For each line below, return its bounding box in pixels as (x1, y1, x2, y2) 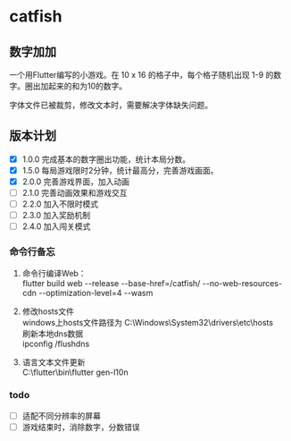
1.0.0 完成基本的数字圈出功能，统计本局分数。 (21, 154, 191, 165)
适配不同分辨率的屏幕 (21, 410, 101, 421)
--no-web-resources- (202, 277, 283, 288)
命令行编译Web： (21, 267, 87, 278)
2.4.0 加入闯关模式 (21, 221, 91, 232)
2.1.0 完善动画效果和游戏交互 (21, 188, 128, 198)
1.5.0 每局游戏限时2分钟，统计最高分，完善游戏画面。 (21, 165, 219, 175)
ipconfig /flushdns (21, 338, 90, 349)
